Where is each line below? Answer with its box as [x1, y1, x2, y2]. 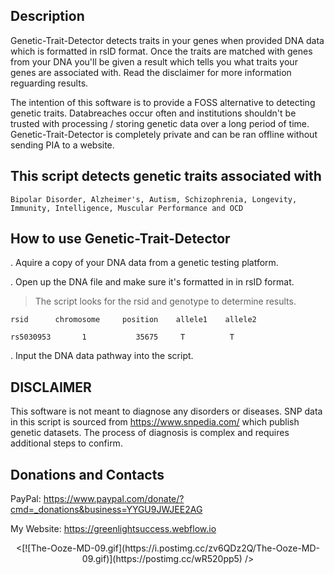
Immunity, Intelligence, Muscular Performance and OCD [10, 203, 244, 213]
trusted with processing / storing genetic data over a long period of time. [10, 117, 310, 129]
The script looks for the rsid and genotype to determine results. [34, 295, 297, 308]
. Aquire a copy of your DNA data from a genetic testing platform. [10, 257, 279, 269]
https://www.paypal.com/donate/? [43, 493, 185, 505]
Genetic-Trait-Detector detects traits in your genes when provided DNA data [10, 34, 325, 46]
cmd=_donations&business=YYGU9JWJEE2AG [10, 504, 203, 516]
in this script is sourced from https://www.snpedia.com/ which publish [10, 416, 300, 428]
